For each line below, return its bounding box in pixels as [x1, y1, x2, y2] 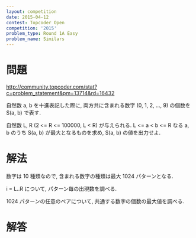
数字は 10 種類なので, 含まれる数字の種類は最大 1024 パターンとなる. [6, 172, 173, 180]
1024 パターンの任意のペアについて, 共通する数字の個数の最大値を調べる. [6, 197, 185, 204]
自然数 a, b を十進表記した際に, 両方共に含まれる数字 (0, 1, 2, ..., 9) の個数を [6, 102, 191, 109]
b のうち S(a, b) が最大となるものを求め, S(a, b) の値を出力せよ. [6, 129, 161, 136]
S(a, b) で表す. [6, 109, 41, 116]
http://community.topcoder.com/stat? [6, 83, 98, 90]
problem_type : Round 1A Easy [6, 31, 78, 37]
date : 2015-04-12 [6, 14, 49, 20]
